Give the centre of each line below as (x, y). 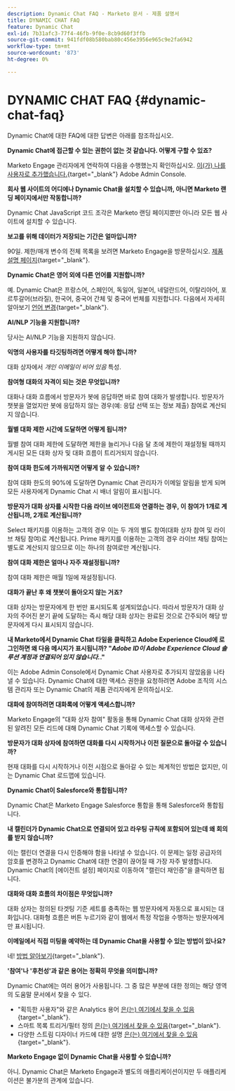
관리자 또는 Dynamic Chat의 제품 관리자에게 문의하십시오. (94, 689)
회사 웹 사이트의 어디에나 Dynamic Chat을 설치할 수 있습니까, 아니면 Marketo (113, 189)
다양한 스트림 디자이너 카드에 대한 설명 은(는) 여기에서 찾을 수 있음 (108, 1034)
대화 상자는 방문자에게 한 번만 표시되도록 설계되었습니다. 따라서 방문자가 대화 (112, 607)
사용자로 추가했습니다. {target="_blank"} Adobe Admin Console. (97, 174)
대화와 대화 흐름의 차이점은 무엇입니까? (60, 893)
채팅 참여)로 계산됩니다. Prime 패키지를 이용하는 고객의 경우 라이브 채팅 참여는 (121, 538)
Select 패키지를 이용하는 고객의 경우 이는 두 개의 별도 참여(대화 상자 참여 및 (110, 529)
